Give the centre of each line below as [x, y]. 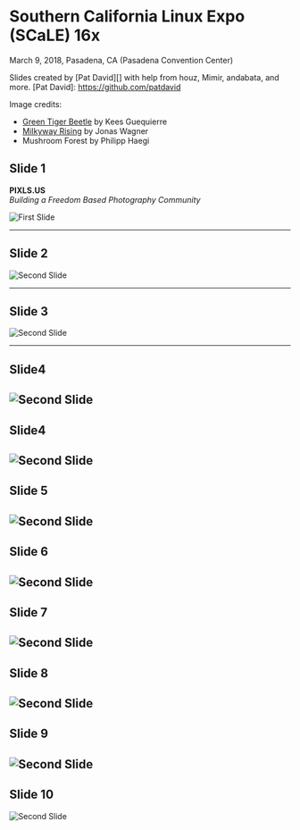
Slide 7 [29, 612]
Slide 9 [29, 734]
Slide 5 [29, 491]
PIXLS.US [28, 190]
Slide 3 [29, 311]
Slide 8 [29, 673]
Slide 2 [29, 253]
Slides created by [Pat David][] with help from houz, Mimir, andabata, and [144, 77]
